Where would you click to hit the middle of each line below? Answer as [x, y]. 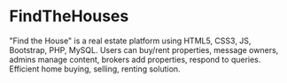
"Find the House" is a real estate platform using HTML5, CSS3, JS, [130, 41]
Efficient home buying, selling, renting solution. [95, 69]
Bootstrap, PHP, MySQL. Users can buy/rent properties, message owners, [144, 49]
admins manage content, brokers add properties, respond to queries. [135, 59]
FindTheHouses [69, 16]
